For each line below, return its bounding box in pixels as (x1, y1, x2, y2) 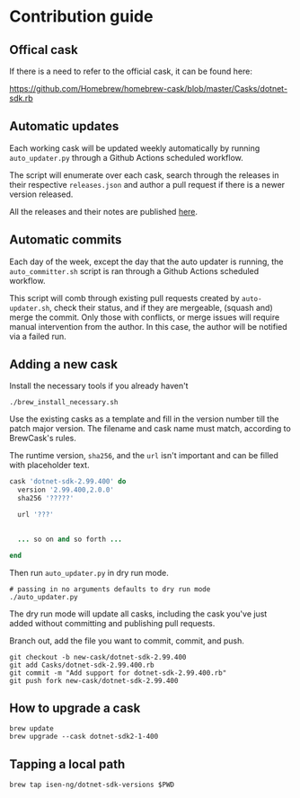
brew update (9, 724, 54, 733)
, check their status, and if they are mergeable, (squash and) (49, 302, 273, 313)
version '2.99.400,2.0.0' (17, 485, 115, 495)
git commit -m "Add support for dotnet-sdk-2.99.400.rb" (9, 668, 227, 678)
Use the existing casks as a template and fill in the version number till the (9, 413, 279, 424)
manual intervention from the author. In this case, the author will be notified (9, 321, 287, 332)
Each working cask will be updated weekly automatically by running (9, 142, 260, 154)
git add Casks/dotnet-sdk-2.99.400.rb (9, 661, 154, 669)
